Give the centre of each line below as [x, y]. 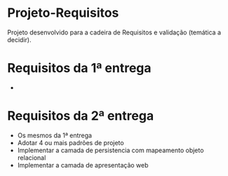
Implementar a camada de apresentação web [83, 165]
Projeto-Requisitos [63, 13]
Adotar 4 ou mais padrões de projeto [71, 142]
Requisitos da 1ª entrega [80, 68]
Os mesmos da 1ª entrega [55, 135]
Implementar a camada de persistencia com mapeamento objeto [110, 150]
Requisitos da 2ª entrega [81, 116]
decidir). [19, 39]
